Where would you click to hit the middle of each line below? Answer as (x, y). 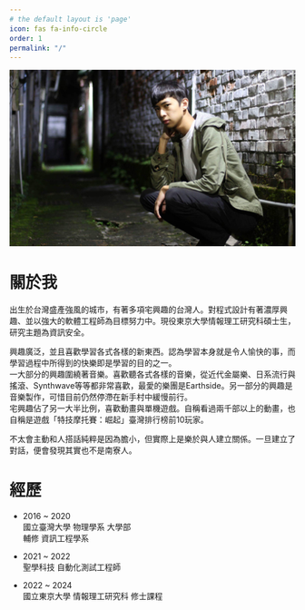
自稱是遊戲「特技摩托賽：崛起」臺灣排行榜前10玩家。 (109, 419)
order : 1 (26, 38)
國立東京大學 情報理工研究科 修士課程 (93, 595)
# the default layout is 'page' (70, 19)
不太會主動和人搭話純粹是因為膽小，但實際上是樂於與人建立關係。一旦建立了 (152, 438)
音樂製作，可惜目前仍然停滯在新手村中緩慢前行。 (101, 397)
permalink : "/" (38, 48)
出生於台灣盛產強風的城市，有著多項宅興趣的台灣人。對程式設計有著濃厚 (144, 310)
